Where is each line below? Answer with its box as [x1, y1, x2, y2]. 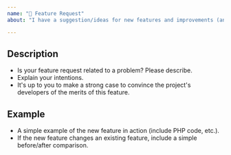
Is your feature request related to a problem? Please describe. [16, 66, 192, 74]
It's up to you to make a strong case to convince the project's [16, 81, 191, 90]
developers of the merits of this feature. [16, 88, 130, 96]
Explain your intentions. [16, 74, 84, 82]
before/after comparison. [16, 141, 89, 149]
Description [7, 48, 58, 59]
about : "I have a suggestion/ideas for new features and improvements [7, 17, 214, 23]
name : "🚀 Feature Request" [7, 10, 85, 17]
